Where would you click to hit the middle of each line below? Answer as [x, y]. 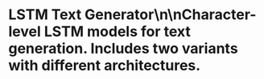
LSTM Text [45, 15]
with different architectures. [105, 66]
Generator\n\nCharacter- [170, 15]
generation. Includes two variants [124, 49]
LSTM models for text [118, 32]
